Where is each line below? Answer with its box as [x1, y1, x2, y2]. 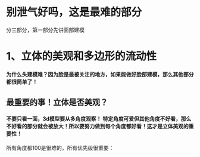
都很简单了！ [6, 78, 37, 85]
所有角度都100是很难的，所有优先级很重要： [6, 144, 114, 152]
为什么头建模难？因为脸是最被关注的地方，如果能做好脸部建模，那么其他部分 [6, 70, 194, 78]
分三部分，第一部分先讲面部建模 [6, 26, 85, 33]
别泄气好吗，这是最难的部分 [6, 5, 142, 19]
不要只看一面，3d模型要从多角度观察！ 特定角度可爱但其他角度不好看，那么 [6, 115, 192, 122]
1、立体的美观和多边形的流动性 [6, 50, 157, 63]
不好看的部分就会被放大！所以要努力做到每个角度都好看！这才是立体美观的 [6, 122, 189, 130]
